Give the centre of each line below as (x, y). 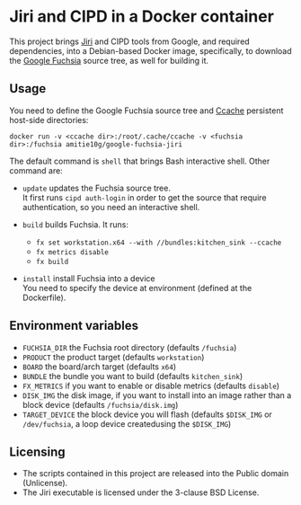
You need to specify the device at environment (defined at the (137, 288)
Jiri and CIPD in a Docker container (142, 17)
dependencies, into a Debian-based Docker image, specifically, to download (150, 50)
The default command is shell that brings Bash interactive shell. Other (140, 161)
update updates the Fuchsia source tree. (96, 188)
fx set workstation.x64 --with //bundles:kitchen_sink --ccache (159, 243)
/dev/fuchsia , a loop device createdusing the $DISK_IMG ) (127, 423)
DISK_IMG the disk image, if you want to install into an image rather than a (157, 395)
